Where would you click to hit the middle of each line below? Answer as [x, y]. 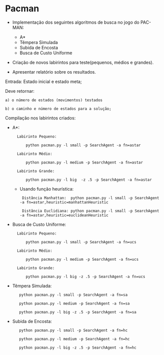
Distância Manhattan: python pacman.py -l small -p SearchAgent [91, 198]
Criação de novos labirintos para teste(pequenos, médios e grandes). [83, 62]
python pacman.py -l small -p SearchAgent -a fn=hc [73, 330]
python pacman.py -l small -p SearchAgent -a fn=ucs [81, 242]
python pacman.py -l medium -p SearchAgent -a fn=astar [84, 162]
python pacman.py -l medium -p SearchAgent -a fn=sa [74, 303]
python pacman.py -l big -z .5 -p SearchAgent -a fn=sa [78, 312]
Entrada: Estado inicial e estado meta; [43, 81]
